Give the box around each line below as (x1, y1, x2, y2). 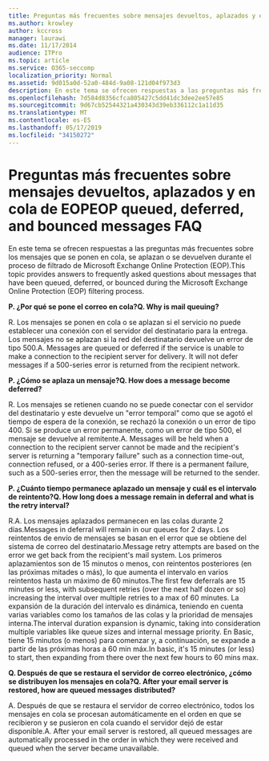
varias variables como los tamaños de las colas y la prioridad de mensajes (8, 609, 254, 619)
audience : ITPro (8, 49, 62, 57)
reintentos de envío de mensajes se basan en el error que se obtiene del (8, 533, 247, 543)
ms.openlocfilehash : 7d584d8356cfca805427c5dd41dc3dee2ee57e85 (8, 94, 224, 102)
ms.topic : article (8, 57, 70, 65)
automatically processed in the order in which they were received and (8, 735, 239, 744)
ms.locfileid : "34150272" (8, 131, 94, 139)
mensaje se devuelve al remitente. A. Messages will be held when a (8, 433, 230, 443)
